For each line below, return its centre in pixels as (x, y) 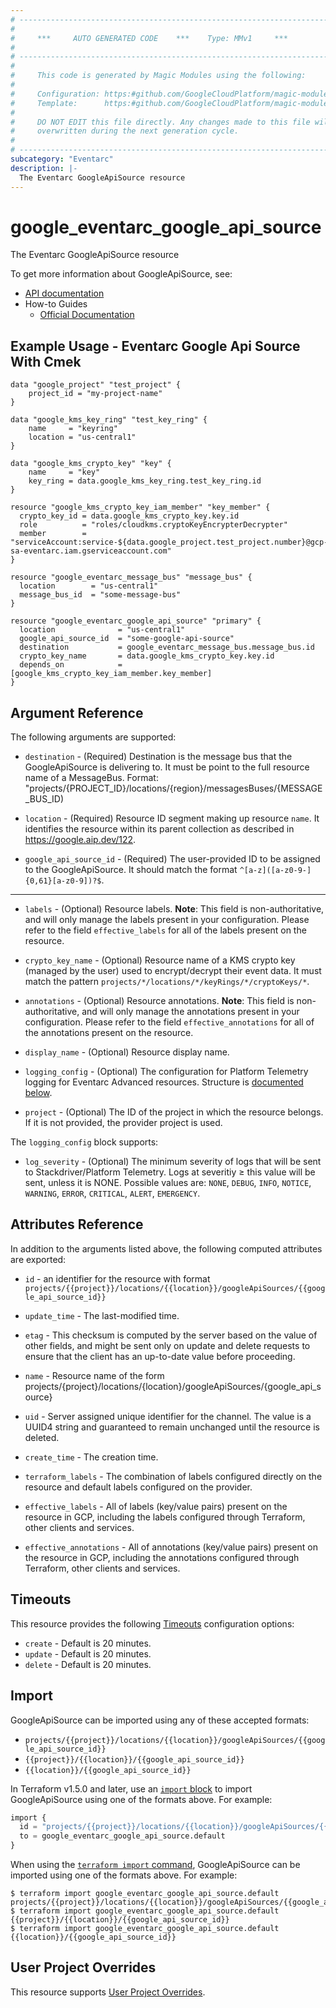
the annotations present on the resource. (109, 1033)
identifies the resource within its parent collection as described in (159, 829)
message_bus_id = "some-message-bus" (100, 595)
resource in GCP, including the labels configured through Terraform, (165, 1517)
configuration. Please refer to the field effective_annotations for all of (169, 1022)
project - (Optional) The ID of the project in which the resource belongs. (174, 1112)
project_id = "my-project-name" (95, 394)
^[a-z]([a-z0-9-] (275, 871)
